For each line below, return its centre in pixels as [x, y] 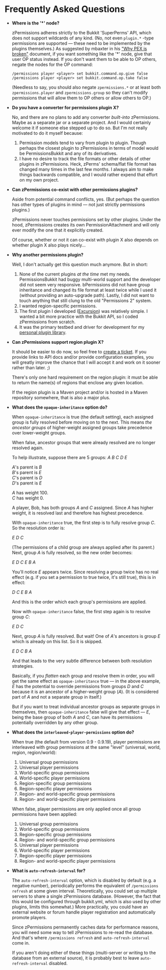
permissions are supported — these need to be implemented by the [81, 43]
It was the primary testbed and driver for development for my [82, 327]
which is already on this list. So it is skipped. [57, 641]
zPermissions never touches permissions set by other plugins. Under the [86, 219]
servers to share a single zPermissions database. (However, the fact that [86, 896]
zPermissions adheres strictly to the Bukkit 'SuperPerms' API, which [82, 32]
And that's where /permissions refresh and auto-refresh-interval [81, 938]
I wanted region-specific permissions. [58, 306]
